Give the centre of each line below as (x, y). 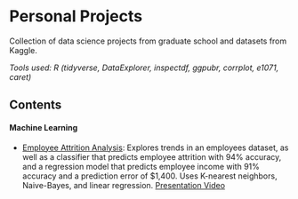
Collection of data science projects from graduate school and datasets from (148, 41)
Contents (36, 105)
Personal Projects (76, 16)
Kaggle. (24, 50)
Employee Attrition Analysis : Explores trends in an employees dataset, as (155, 147)
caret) (20, 76)
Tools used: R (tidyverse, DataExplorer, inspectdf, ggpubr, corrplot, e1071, (144, 68)
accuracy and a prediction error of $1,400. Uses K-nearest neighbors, (149, 176)
